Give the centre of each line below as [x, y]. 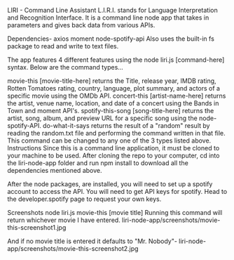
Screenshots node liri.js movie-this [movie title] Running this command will [115, 213]
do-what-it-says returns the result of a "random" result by [126, 125]
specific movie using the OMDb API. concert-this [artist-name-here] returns [117, 96]
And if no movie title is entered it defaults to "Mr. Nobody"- [92, 241]
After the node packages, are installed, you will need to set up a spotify [110, 184]
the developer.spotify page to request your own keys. [84, 199]
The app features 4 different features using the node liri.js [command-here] [116, 60]
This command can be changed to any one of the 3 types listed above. [109, 141]
